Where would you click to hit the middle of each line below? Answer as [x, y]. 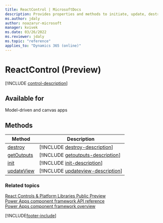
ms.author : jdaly [23, 18]
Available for [25, 98]
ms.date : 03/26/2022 [26, 32]
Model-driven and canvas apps [36, 110]
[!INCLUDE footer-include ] [31, 216]
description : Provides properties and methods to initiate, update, [76, 14]
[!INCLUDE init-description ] [71, 163]
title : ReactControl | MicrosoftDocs [43, 9]
